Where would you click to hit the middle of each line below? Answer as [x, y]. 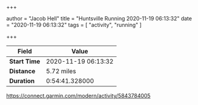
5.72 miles [61, 71]
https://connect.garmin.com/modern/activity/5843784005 [79, 96]
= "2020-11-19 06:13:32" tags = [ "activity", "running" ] [74, 25]
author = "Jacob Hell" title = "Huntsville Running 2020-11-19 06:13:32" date [99, 18]
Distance [22, 71]
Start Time [25, 61]
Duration [22, 81]
